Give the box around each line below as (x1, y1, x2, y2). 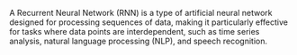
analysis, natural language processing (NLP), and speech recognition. (9, 35, 268, 46)
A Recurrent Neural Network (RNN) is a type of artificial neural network (9, 8, 273, 18)
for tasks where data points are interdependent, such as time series (9, 27, 260, 36)
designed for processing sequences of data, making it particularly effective (9, 17, 288, 27)
